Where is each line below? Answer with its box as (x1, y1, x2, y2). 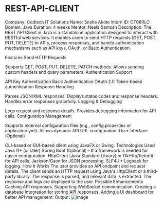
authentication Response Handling (5, 83, 74, 89)
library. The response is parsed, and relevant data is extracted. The (17, 173, 152, 179)
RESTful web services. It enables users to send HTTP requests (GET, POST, (5, 35, 157, 41)
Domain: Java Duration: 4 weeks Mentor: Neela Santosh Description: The (5, 24, 152, 30)
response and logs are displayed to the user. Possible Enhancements (5, 179, 144, 184)
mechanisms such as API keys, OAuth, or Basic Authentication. (5, 45, 131, 51)
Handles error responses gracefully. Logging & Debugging (5, 98, 122, 104)
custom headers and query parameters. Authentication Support (5, 69, 132, 75)
